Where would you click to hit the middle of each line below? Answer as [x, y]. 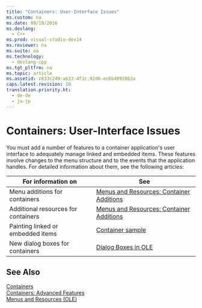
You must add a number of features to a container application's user [91, 147]
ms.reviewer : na [26, 46]
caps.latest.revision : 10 [38, 85]
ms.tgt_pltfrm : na [29, 68]
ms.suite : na [23, 51]
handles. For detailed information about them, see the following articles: [95, 166]
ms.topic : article [29, 73]
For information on [50, 181]
